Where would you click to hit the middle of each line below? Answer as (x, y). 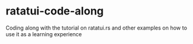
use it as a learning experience (44, 34)
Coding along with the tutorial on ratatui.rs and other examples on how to (96, 28)
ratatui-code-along (55, 11)
